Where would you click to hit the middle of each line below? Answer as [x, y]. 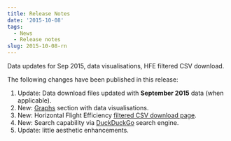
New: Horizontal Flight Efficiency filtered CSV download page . [107, 115]
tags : [15, 27]
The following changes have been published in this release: [93, 80]
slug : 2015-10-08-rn [37, 46]
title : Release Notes [39, 14]
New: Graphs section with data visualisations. [83, 108]
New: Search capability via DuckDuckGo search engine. [98, 123]
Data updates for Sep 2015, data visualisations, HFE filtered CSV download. [116, 66]
